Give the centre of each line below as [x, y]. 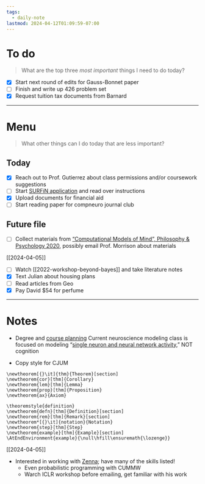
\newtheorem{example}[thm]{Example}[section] [65, 433]
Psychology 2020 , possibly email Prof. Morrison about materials [95, 246]
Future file [26, 224]
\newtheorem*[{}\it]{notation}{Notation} [60, 422]
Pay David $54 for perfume [49, 290]
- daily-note [28, 18]
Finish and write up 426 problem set [61, 89]
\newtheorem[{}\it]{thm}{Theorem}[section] [63, 374]
